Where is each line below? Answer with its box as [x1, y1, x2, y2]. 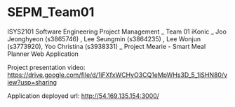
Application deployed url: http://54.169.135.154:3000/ [7, 92, 160, 100]
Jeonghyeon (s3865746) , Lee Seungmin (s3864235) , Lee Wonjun [7, 34, 201, 43]
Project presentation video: [7, 63, 86, 71]
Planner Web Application [7, 50, 79, 58]
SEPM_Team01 [7, 4, 95, 20]
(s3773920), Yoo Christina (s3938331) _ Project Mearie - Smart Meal [7, 42, 206, 50]
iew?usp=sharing [7, 78, 58, 86]
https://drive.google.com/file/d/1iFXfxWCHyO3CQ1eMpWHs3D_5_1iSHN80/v [7, 71, 228, 79]
